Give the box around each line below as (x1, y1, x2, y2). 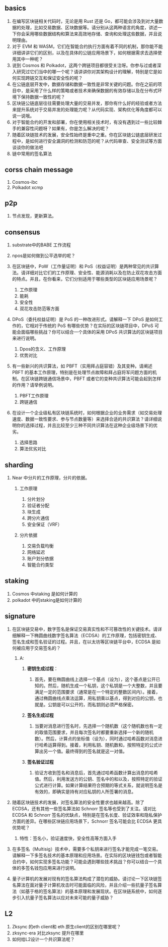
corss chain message (5, 166, 73, 174)
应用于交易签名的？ (21, 645, 61, 651)
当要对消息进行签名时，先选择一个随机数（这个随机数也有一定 (34, 723, 163, 729)
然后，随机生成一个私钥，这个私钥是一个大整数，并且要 (48, 682, 163, 689)
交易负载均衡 (27, 543, 54, 549)
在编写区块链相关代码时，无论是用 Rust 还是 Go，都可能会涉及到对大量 (12, 18, 159, 24)
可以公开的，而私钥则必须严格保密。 (61, 701, 136, 707)
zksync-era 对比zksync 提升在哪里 (12, 930, 84, 936)
